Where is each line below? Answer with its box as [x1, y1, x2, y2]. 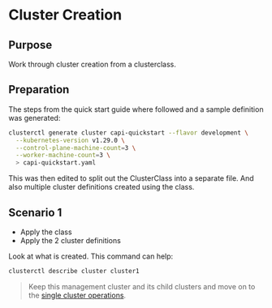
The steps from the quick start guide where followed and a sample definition [8, 104, 264, 114]
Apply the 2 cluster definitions [19, 236, 122, 245]
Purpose [8, 38, 53, 52]
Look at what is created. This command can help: [8, 251, 174, 261]
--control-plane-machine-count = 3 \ [15, 143, 136, 152]
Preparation [8, 83, 70, 96]
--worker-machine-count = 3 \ [15, 152, 111, 160]
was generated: [8, 113, 61, 122]
